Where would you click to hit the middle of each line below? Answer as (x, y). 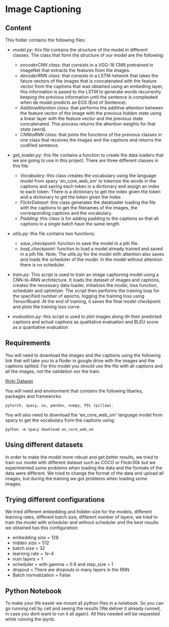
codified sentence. (40, 145)
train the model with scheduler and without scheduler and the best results (82, 523)
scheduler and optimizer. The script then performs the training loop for (86, 291)
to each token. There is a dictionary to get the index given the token (90, 192)
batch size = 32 (29, 548)
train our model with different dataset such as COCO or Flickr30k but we (80, 462)
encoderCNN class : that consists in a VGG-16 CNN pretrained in (87, 65)
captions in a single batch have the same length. (70, 224)
